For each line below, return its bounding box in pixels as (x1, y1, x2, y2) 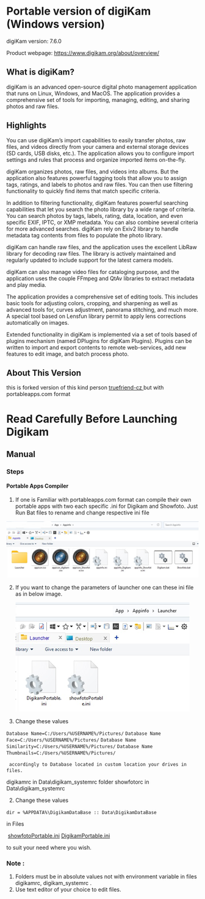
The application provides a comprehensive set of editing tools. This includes (6, 293, 198, 300)
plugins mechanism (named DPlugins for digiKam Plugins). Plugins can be (6, 337, 192, 344)
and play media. (6, 281, 47, 288)
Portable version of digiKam (6, 4, 151, 18)
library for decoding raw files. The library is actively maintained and (6, 250, 176, 257)
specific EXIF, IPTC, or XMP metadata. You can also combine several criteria (6, 218, 198, 226)
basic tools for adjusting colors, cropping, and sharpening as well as (6, 299, 178, 306)
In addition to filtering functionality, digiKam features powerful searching (6, 199, 189, 206)
